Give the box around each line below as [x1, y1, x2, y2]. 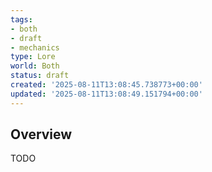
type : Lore [10, 52, 56, 62]
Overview [10, 126, 73, 143]
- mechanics [10, 42, 60, 53]
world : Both [10, 61, 60, 71]
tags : [10, 14, 33, 25]
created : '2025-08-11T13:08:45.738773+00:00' [10, 80, 203, 90]
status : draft [10, 71, 70, 81]
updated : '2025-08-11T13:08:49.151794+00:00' [10, 89, 203, 99]
